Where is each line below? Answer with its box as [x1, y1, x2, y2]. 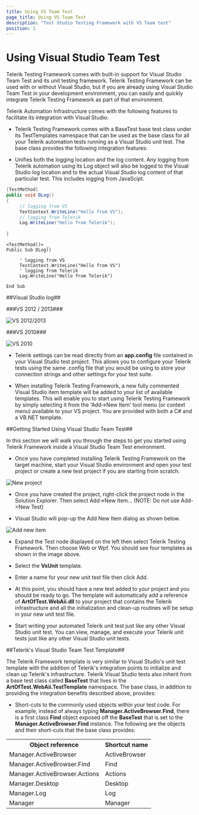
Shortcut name [105, 740, 149, 749]
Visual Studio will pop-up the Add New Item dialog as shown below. [14, 515, 181, 522]
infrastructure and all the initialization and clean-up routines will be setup [14, 605, 194, 612]
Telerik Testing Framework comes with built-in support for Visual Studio [6, 71, 182, 78]
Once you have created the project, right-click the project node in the [14, 491, 185, 498]
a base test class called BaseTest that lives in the [6, 677, 127, 684]
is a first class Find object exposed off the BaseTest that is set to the [14, 714, 184, 721]
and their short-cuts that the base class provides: [14, 727, 135, 734]
